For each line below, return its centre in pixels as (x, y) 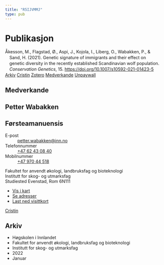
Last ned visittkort (30, 201)
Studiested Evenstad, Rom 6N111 (38, 181)
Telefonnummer (21, 146)
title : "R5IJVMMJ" (24, 10)
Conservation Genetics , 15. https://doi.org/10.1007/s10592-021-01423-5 (82, 69)
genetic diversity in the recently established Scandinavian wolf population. (84, 64)
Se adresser (24, 196)
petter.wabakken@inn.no (42, 140)
